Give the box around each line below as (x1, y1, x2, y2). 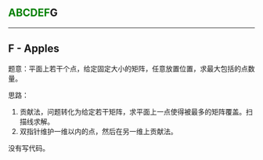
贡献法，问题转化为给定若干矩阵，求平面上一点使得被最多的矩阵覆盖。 (19, 107, 247, 116)
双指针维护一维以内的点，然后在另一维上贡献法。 (19, 126, 178, 136)
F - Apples (8, 42, 60, 56)
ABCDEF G (8, 6, 59, 20)
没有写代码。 (8, 143, 49, 152)
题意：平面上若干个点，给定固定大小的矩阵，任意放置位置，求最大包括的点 (8, 64, 248, 73)
